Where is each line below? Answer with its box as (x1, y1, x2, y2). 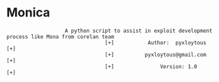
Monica (6, 5, 51, 20)
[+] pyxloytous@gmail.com (104, 51, 207, 58)
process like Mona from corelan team (6, 33, 115, 40)
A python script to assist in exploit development (65, 27, 213, 34)
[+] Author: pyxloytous (104, 39, 207, 46)
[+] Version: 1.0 (104, 63, 197, 70)
